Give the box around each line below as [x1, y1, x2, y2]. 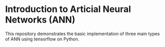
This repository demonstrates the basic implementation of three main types [5, 30, 160, 36]
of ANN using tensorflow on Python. [5, 36, 80, 42]
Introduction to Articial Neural [5, 3, 131, 15]
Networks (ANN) [5, 14, 76, 25]
